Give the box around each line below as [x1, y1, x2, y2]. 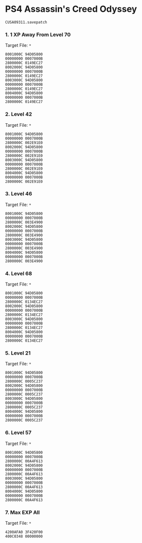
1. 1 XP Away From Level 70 [5, 31, 71, 38]
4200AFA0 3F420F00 [5, 530, 43, 535]
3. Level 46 [5, 190, 33, 197]
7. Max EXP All [5, 509, 40, 516]
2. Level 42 [5, 111, 32, 118]
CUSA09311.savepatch [5, 20, 48, 25]
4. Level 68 [5, 270, 32, 277]
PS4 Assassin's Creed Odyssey [5, 3, 137, 15]
